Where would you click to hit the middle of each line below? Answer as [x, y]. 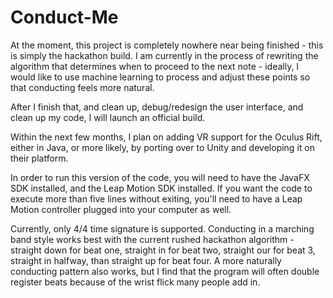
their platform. [39, 158]
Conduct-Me [64, 17]
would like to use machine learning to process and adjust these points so [160, 77]
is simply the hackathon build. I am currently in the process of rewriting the [164, 55]
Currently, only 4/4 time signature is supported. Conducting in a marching [162, 228]
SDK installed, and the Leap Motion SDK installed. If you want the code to [161, 188]
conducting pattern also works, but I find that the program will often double [165, 271]
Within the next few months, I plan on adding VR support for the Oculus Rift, [166, 137]
